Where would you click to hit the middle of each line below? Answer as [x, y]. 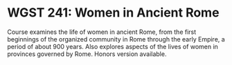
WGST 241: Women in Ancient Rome [113, 13]
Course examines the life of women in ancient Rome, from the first [102, 32]
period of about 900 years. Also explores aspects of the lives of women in [113, 46]
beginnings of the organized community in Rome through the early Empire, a [116, 39]
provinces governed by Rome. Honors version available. [87, 54]
